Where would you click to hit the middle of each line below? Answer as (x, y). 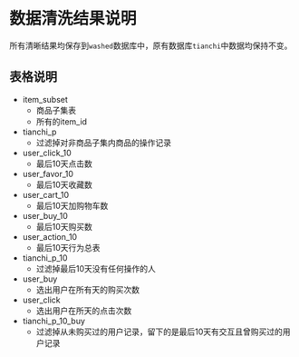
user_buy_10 (45, 215)
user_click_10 (47, 153)
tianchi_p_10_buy (54, 321)
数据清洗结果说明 (73, 19)
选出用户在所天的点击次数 (84, 311)
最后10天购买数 (64, 226)
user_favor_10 (48, 174)
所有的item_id (62, 121)
